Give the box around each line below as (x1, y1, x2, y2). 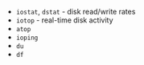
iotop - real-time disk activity (15, 15, 114, 25)
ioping (15, 34, 39, 42)
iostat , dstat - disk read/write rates (15, 7, 136, 16)
